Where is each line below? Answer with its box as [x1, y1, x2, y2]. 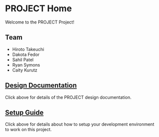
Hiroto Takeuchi [12, 46, 45, 52]
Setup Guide [5, 108, 44, 116]
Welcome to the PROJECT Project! [5, 19, 74, 25]
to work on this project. [5, 127, 52, 133]
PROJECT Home [5, 3, 72, 14]
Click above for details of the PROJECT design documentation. [5, 94, 132, 100]
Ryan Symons [12, 62, 40, 68]
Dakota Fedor [12, 51, 40, 57]
